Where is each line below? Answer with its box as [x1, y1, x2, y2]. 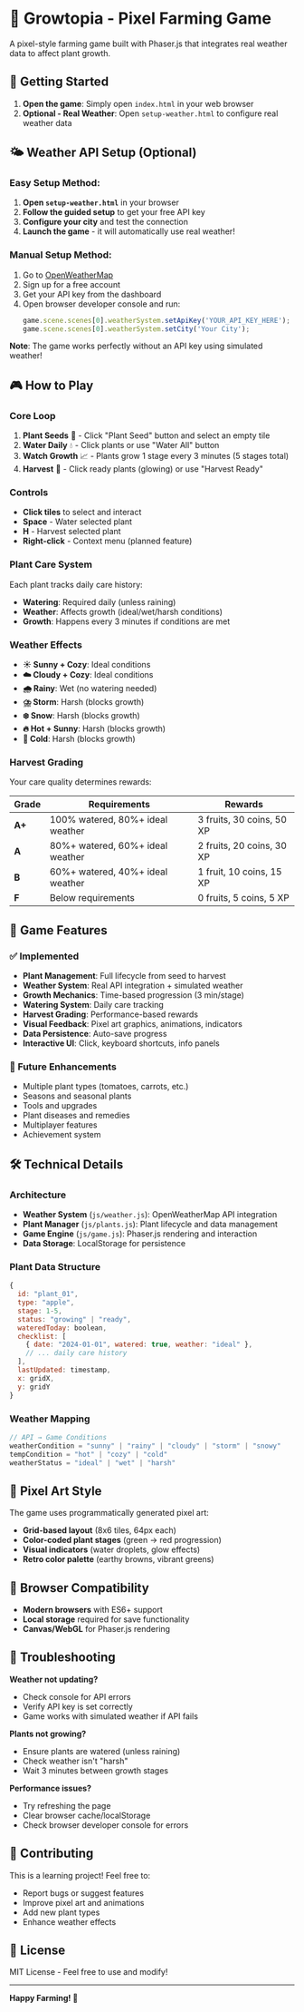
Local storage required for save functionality [22, 1614, 190, 1625]
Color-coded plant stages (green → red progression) [22, 1535, 222, 1546]
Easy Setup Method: [9, 177, 101, 190]
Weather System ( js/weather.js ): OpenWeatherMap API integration [22, 1209, 278, 1220]
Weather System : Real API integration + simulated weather [22, 980, 243, 991]
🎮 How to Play [9, 377, 94, 393]
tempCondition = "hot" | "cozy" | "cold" [9, 1450, 168, 1459]
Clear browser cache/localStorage [22, 1810, 151, 1821]
